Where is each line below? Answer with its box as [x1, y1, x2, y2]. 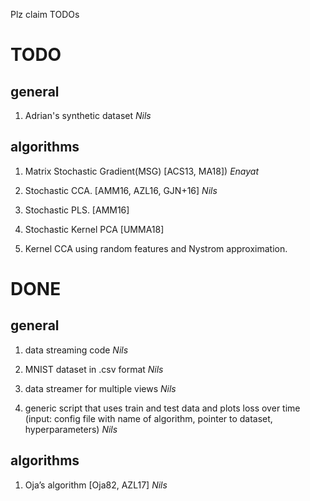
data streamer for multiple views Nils [24, 382, 177, 394]
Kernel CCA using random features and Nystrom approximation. [24, 242, 288, 254]
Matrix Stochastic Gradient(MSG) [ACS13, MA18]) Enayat [24, 165, 260, 177]
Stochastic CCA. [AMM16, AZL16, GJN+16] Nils [24, 184, 218, 196]
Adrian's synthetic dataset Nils [24, 110, 152, 121]
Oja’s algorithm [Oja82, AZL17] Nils [24, 479, 168, 491]
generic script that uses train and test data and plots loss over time [24, 402, 301, 414]
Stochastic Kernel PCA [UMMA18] [24, 223, 165, 235]
